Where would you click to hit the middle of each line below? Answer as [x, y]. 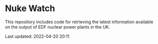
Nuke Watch [30, 8]
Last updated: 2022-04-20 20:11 [37, 36]
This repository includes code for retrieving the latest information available [79, 22]
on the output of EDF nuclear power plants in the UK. [57, 27]
